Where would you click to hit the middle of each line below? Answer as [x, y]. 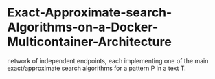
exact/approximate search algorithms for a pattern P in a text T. [97, 68]
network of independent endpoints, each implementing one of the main [108, 60]
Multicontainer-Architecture [89, 42]
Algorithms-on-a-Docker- [83, 27]
